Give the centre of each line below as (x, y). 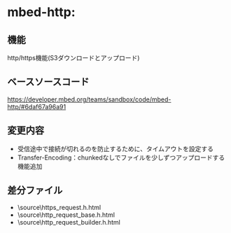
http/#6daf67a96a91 (37, 106)
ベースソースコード (48, 82)
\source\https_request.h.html (59, 208)
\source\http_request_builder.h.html (69, 223)
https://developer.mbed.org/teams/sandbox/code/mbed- (89, 99)
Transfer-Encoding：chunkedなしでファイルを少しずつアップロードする (121, 157)
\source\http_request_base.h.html (66, 215)
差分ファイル (35, 191)
